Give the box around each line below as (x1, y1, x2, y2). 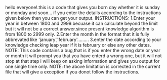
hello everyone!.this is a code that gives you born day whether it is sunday (5, 5, 160, 10)
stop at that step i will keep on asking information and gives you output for (5, 58, 160, 64)
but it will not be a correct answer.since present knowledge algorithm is (5, 26, 154, 32)
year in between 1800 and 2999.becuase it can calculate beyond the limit (5, 20, 158, 26)
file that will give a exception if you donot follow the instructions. (5, 69, 140, 75)
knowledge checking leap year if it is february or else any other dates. (5, 42, 151, 48)
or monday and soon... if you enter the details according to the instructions (5, 10, 161, 16)
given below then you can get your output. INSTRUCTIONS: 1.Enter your (5, 15, 155, 21)
